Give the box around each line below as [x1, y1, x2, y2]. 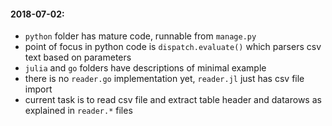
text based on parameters [24, 51, 132, 64]
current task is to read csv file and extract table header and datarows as [24, 94, 322, 106]
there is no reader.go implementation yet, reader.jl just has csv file [24, 73, 305, 85]
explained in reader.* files [24, 105, 133, 117]
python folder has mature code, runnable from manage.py [24, 30, 257, 42]
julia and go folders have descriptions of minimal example [24, 62, 267, 74]
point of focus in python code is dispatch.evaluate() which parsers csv [24, 41, 322, 53]
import [24, 83, 53, 95]
